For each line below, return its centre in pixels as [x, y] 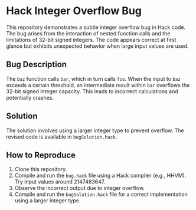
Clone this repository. [41, 169]
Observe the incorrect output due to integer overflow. [80, 188]
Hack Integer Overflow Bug [74, 11]
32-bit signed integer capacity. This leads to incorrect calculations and [92, 91]
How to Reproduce [41, 155]
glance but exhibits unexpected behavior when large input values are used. [97, 46]
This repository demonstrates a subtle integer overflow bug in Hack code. [96, 27]
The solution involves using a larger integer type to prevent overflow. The [95, 130]
